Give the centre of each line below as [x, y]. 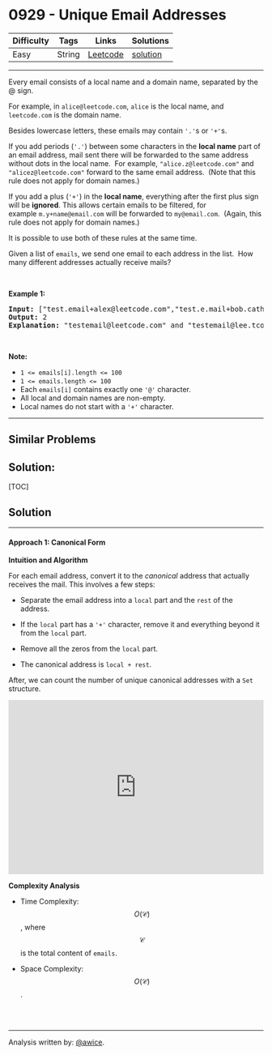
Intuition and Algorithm [48, 560]
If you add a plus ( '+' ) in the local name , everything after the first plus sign [134, 196]
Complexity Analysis [44, 886]
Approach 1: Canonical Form [57, 542]
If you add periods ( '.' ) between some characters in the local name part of [134, 146]
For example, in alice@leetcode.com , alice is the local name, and [116, 106]
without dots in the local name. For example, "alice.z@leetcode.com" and [131, 163]
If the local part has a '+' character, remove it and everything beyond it [140, 625]
